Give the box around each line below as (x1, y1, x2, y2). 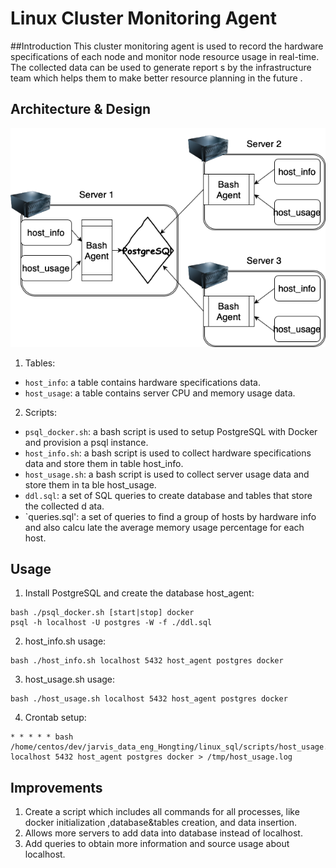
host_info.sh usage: (24, 635, 107, 647)
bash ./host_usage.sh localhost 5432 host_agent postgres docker (10, 694, 288, 704)
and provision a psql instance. (24, 436, 149, 448)
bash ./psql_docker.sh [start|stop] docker (10, 608, 195, 618)
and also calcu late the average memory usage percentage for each (24, 521, 305, 533)
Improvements (10, 779, 103, 796)
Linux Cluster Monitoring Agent (10, 7, 277, 30)
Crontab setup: (24, 712, 87, 724)
